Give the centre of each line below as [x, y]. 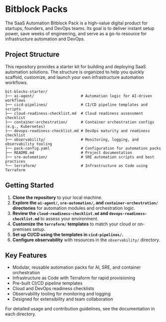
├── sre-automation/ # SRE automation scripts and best [80, 157]
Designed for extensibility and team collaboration [63, 299]
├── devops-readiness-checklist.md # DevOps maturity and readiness [78, 131]
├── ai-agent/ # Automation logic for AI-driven [79, 96]
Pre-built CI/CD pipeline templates [47, 283]
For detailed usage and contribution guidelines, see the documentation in [80, 309]
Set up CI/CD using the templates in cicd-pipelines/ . [68, 234]
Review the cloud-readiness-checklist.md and [60, 213]
